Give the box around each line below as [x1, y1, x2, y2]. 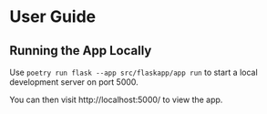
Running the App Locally [9, 43, 152, 58]
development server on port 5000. [9, 77, 139, 88]
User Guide [9, 6, 97, 27]
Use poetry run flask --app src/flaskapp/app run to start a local [9, 67, 258, 78]
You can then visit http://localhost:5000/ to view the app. [9, 94, 223, 105]
